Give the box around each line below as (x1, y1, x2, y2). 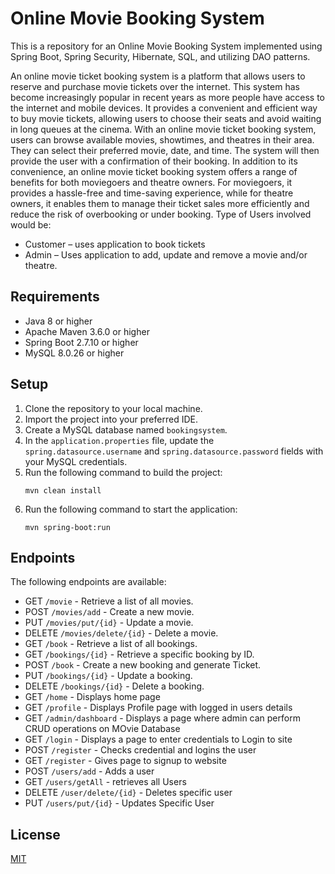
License (10, 826, 61, 843)
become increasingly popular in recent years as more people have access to (10, 91, 326, 103)
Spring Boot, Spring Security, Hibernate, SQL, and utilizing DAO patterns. (10, 50, 311, 62)
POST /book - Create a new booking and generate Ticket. (24, 659, 262, 671)
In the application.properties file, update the (24, 434, 215, 446)
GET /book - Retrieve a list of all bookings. (24, 638, 198, 650)
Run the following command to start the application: (24, 503, 238, 515)
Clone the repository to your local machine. (24, 402, 203, 414)
